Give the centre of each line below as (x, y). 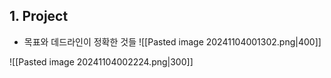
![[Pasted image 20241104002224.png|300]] (101, 61)
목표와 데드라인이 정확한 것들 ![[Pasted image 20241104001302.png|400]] (172, 41)
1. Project (39, 16)
